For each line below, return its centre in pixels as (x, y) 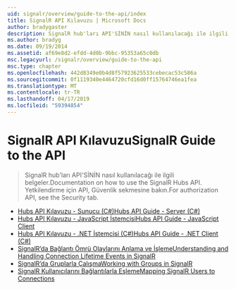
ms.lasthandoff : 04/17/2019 (49, 99)
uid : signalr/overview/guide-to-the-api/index (77, 14)
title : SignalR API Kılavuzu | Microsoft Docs (77, 20)
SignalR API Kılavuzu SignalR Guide (112, 141)
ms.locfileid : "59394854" (45, 106)
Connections (36, 278)
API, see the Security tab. (61, 197)
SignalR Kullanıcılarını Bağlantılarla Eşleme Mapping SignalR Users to (116, 271)
